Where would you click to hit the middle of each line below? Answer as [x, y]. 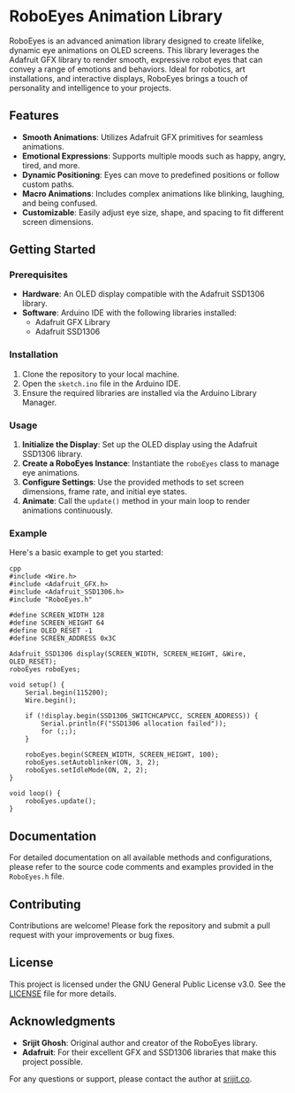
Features [34, 116]
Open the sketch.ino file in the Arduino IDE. [101, 384]
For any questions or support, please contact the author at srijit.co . [131, 1079]
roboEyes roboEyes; [45, 670]
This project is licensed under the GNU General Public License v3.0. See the [147, 984]
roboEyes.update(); [61, 802]
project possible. [53, 1061]
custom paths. [48, 184]
